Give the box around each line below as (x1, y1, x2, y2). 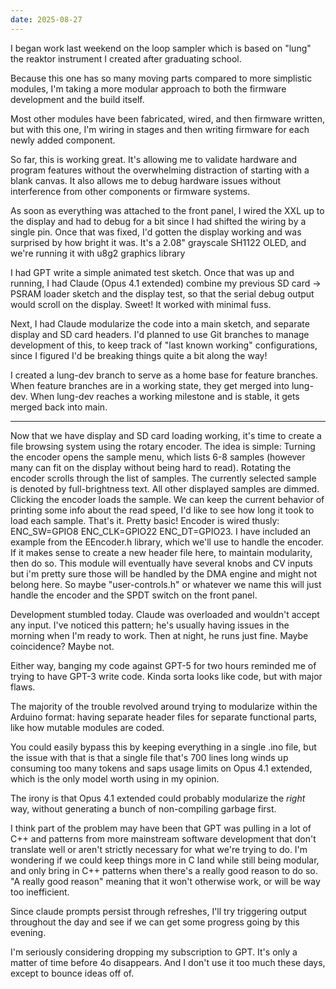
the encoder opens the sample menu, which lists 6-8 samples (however (10, 451, 306, 463)
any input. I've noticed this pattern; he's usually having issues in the (10, 619, 290, 631)
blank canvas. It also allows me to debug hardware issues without (10, 174, 282, 186)
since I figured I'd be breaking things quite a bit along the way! (10, 349, 268, 361)
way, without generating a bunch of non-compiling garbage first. (10, 802, 277, 815)
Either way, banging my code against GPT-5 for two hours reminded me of (10, 659, 317, 671)
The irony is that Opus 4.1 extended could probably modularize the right (10, 792, 306, 804)
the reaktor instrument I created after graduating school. (10, 52, 242, 65)
